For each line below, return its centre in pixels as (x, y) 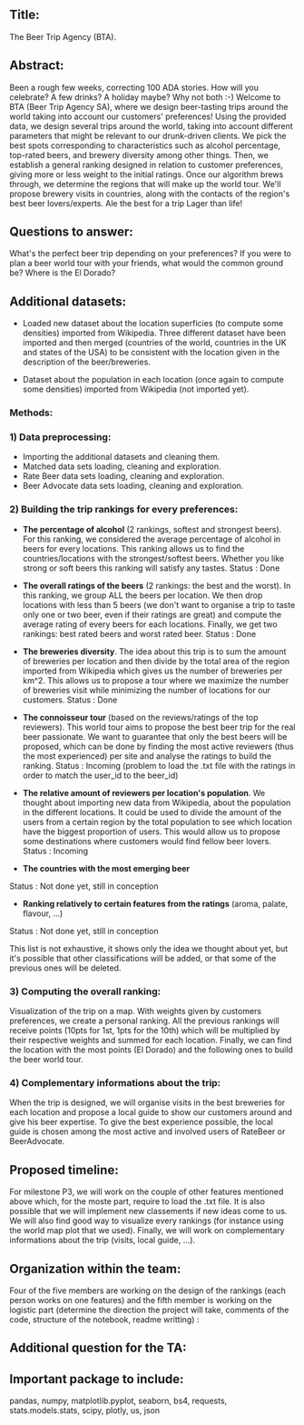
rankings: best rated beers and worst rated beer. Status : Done (139, 633)
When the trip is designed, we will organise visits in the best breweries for (147, 1102)
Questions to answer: (71, 232)
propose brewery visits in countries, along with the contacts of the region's (150, 194)
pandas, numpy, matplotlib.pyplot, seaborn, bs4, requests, (118, 1401)
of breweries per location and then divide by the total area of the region (156, 661)
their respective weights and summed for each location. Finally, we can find (151, 1041)
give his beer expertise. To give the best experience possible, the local (142, 1122)
